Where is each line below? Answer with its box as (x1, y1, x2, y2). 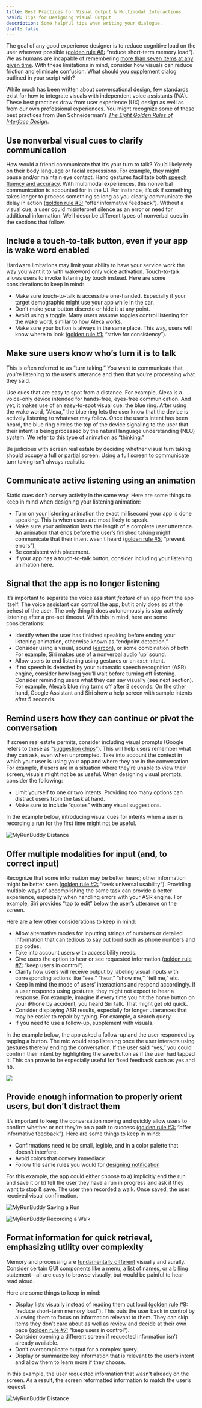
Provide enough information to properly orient (6, 1092, 183, 1102)
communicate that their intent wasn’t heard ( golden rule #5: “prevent (14, 535, 185, 543)
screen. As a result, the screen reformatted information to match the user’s (6, 1376, 191, 1384)
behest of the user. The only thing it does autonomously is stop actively (6, 607, 183, 614)
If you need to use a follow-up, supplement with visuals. (14, 1019, 154, 1026)
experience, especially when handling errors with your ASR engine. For (6, 893, 182, 900)
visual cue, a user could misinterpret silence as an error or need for (6, 206, 173, 213)
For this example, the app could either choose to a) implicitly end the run (6, 1172, 186, 1179)
